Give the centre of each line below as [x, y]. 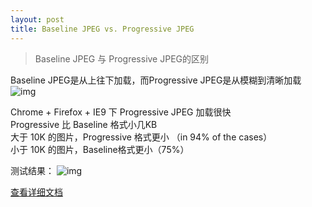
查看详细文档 [36, 192]
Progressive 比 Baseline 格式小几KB [84, 124]
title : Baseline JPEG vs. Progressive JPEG [102, 29]
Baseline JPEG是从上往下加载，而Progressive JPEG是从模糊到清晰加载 [156, 80]
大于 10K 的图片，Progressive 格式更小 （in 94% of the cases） [141, 137]
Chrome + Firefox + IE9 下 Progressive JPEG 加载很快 [121, 112]
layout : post [37, 19]
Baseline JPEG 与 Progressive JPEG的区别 [122, 58]
